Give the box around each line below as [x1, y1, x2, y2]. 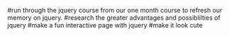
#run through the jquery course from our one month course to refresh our [7, 6, 223, 14]
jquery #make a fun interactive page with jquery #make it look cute [7, 21, 203, 29]
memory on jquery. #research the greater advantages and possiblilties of [7, 13, 221, 22]
